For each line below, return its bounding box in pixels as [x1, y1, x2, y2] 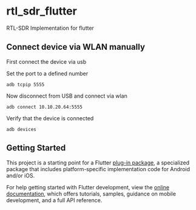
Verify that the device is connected [6, 114, 94, 122]
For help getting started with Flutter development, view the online [6, 183, 170, 191]
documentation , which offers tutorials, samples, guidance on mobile [6, 190, 176, 197]
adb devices [6, 126, 36, 132]
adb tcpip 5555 [6, 81, 45, 87]
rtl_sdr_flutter [6, 4, 77, 18]
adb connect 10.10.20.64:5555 [6, 104, 83, 110]
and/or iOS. [6, 172, 35, 179]
